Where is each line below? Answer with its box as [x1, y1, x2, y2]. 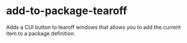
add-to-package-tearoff [6, 4, 127, 18]
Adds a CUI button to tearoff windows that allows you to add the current [6, 24, 181, 31]
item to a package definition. [6, 29, 76, 37]
